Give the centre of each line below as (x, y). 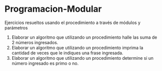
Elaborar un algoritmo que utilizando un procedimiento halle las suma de (84, 37)
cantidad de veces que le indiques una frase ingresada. (67, 53)
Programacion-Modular (53, 9)
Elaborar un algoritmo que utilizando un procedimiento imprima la (77, 47)
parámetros (16, 27)
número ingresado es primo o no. (45, 63)
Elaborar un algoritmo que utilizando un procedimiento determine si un (82, 58)
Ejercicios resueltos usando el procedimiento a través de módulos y (73, 23)
